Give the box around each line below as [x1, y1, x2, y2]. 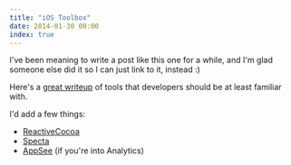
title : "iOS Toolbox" [9, 13, 92, 23]
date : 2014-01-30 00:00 [9, 22, 100, 31]
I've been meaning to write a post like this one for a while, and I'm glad [9, 55, 274, 66]
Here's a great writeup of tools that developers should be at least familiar [9, 82, 283, 93]
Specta [22, 136, 50, 147]
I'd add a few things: [9, 109, 86, 120]
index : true [9, 30, 54, 39]
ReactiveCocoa [22, 126, 80, 137]
